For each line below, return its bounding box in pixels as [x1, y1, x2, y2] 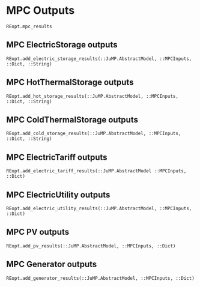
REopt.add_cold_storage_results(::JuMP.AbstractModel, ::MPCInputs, [6, 130, 181, 137]
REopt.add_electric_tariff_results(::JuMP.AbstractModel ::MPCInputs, [6, 168, 187, 174]
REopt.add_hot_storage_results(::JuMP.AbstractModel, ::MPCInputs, [6, 93, 179, 99]
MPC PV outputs [6, 227, 70, 237]
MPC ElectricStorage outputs [6, 40, 118, 50]
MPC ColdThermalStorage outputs [6, 115, 138, 125]
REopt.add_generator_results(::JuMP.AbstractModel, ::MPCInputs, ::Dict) [6, 275, 195, 281]
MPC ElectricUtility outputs [6, 190, 111, 200]
